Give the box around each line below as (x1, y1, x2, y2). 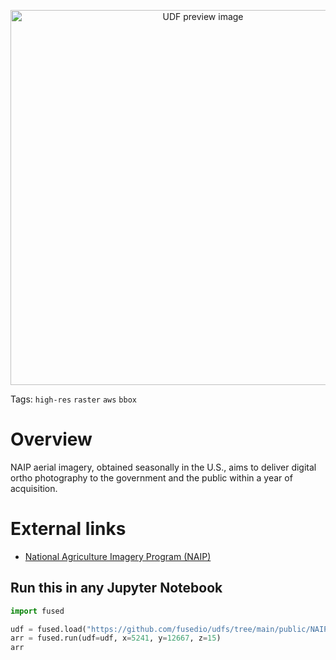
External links (10, 518, 127, 540)
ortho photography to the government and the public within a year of (10, 471, 293, 484)
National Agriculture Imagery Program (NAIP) (24, 550, 212, 562)
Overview (10, 428, 93, 451)
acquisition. (10, 482, 58, 494)
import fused (10, 606, 65, 616)
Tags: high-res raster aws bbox (10, 393, 137, 405)
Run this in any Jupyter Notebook (10, 580, 223, 597)
